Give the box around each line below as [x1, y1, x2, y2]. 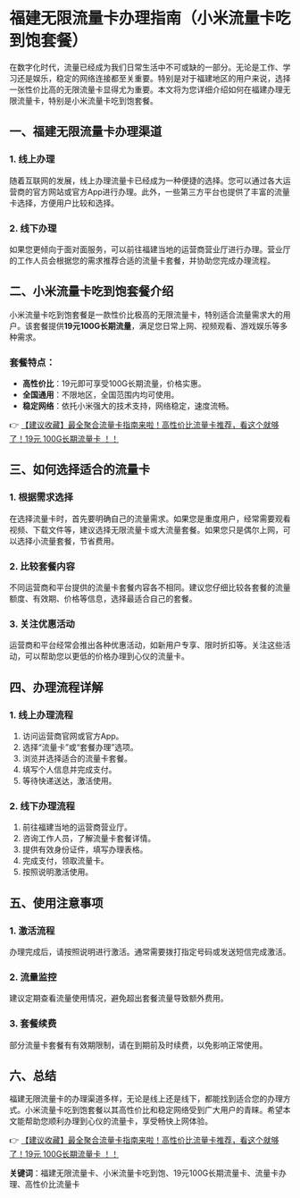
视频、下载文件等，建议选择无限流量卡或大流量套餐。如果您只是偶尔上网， [9, 524, 283, 535]
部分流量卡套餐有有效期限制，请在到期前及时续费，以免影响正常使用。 [9, 1039, 268, 1050]
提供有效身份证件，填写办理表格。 [21, 844, 148, 855]
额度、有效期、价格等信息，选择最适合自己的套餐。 [9, 594, 197, 604]
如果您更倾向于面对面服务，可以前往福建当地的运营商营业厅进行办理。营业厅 [9, 243, 291, 255]
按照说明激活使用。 [21, 866, 94, 877]
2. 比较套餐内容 [9, 560, 76, 572]
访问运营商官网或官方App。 [21, 730, 124, 741]
